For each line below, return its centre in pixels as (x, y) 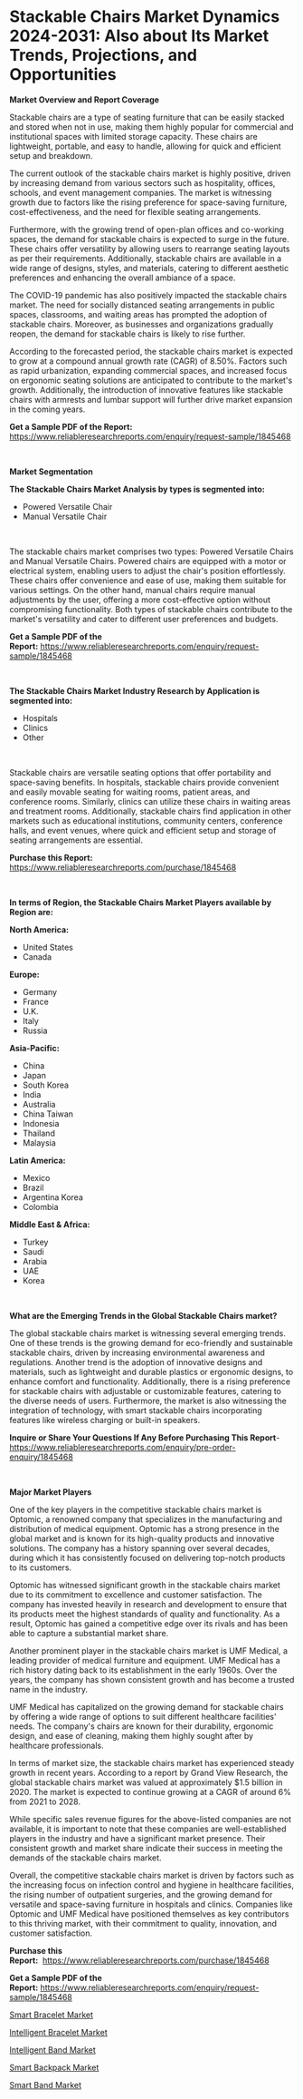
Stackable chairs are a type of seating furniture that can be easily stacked (147, 117)
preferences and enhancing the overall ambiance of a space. (123, 278)
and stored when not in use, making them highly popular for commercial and (151, 127)
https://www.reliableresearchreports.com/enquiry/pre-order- (123, 1447)
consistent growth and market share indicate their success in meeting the (146, 1848)
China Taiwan (48, 1114)
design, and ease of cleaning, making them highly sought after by (132, 1735)
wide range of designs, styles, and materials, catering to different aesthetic (149, 268)
